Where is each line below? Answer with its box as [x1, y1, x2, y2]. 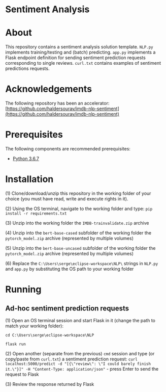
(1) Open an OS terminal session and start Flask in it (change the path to [5, 317, 156, 323]
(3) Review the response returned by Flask [5, 381, 94, 387]
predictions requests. [5, 65, 50, 72]
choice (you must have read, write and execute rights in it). [5, 195, 128, 202]
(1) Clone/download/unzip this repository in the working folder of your [5, 190, 151, 196]
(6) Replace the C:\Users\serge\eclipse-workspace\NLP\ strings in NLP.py [5, 260, 158, 266]
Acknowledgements [5, 83, 92, 95]
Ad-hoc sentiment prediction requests [5, 304, 129, 312]
